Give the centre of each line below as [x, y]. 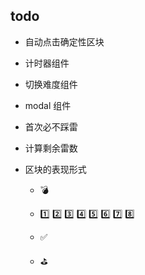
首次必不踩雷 [51, 126]
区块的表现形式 [55, 169]
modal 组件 [48, 105]
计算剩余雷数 [51, 148]
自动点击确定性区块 [64, 41]
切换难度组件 [51, 84]
